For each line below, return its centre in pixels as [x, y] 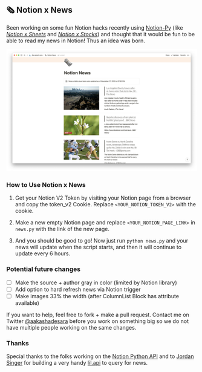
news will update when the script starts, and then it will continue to [98, 247]
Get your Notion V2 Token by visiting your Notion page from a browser [103, 198]
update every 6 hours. [43, 253]
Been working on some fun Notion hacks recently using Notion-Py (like [95, 28]
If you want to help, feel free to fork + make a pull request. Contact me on [98, 315]
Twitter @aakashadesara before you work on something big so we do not [98, 321]
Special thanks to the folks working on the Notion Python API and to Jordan [100, 356]
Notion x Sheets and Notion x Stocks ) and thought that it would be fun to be [101, 34]
